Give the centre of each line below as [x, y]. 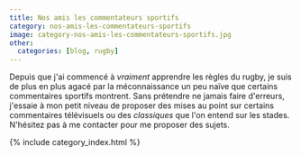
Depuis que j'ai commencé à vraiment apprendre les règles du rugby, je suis [150, 77]
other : [22, 43]
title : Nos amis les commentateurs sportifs [94, 18]
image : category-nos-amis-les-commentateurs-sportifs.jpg [120, 34]
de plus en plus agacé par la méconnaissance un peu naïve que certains [143, 87]
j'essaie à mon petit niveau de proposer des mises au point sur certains [142, 106]
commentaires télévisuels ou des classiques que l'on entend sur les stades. [150, 115]
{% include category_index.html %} [75, 142]
